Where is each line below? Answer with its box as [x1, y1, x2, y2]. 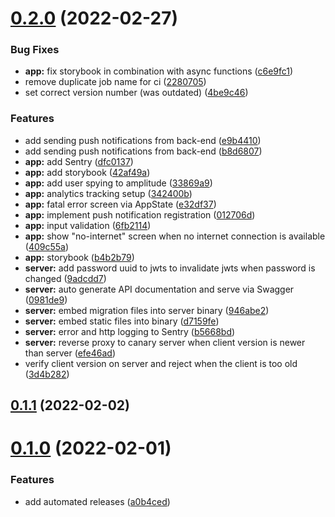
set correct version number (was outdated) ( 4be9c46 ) [24, 87, 249, 99]
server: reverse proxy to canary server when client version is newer [24, 336, 306, 348]
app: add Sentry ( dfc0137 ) [24, 155, 134, 167]
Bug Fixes [10, 43, 60, 57]
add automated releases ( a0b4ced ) [24, 495, 171, 507]
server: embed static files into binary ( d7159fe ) [24, 315, 220, 327]
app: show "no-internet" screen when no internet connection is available [24, 230, 326, 242]
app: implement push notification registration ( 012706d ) [24, 208, 256, 221]
